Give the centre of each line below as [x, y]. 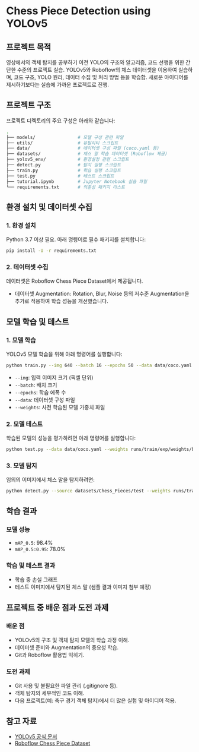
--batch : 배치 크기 [36, 385]
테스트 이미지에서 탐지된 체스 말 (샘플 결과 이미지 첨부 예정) [83, 587]
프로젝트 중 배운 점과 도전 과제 [57, 607]
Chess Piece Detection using [78, 11]
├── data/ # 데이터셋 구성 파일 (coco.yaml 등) [83, 148]
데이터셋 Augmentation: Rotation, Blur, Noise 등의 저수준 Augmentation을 [102, 294]
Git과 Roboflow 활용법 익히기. [49, 655]
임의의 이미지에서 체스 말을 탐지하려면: [50, 480]
